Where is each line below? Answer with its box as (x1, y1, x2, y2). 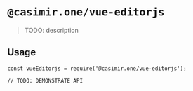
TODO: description (24, 26, 79, 34)
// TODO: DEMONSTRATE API (7, 77, 83, 84)
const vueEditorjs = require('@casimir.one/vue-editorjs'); (7, 65, 187, 72)
